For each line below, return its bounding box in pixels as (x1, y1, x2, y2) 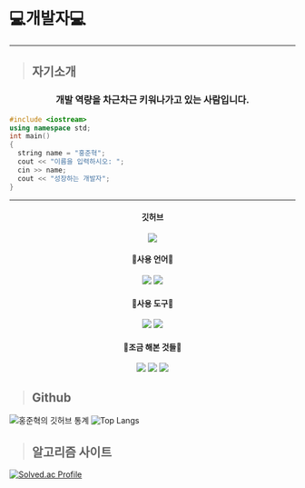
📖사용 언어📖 (131, 254, 174, 264)
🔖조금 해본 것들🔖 (123, 342, 182, 353)
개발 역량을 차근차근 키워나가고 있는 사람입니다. (55, 94, 250, 106)
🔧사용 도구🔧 (131, 297, 174, 309)
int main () (9, 132, 51, 141)
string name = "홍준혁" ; (17, 149, 106, 158)
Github (31, 390, 72, 405)
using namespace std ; (9, 124, 92, 133)
